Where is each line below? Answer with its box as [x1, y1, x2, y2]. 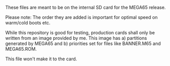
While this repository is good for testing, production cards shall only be [5, 30, 155, 35]
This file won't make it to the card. [5, 56, 77, 62]
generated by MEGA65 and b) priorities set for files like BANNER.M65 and [5, 40, 161, 47]
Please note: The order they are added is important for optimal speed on [5, 14, 158, 20]
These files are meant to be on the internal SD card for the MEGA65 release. [5, 5, 166, 10]
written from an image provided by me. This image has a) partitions [5, 35, 147, 41]
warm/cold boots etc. [5, 20, 51, 26]
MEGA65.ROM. [5, 46, 37, 52]
